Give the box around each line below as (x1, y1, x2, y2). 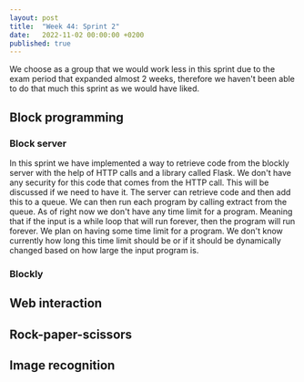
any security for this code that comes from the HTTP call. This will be (9, 177, 269, 188)
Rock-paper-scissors (9, 326, 133, 342)
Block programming (9, 109, 125, 125)
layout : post (9, 13, 59, 23)
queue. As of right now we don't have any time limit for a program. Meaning (9, 206, 293, 217)
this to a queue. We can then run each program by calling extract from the (9, 196, 288, 207)
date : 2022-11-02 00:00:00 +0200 (9, 30, 145, 39)
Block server (9, 137, 67, 150)
